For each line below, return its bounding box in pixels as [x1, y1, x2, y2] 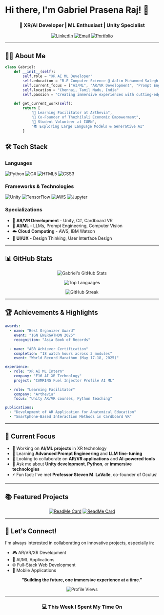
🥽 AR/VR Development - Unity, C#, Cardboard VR [12, 217, 113, 223]
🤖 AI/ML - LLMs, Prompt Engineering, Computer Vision [12, 223, 123, 228]
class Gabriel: [5, 65, 36, 70]
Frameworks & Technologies [5, 183, 74, 190]
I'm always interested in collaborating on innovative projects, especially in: [5, 540, 155, 546]
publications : [5, 405, 34, 410]
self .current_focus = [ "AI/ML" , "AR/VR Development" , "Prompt [22, 83, 152, 88]
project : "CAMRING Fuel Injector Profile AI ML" [14, 378, 115, 383]
